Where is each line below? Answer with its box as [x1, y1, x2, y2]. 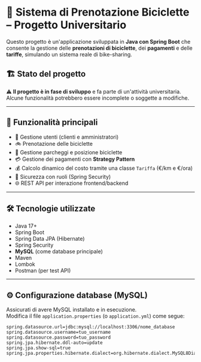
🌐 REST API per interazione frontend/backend [14, 179, 129, 187]
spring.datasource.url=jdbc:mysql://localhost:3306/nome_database [6, 324, 175, 330]
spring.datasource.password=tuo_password [6, 334, 111, 341]
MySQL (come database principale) [14, 248, 103, 255]
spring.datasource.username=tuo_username [6, 330, 111, 336]
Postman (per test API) [14, 267, 71, 274]
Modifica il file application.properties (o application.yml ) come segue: [6, 312, 185, 320]
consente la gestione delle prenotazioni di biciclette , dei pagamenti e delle [6, 44, 193, 52]
